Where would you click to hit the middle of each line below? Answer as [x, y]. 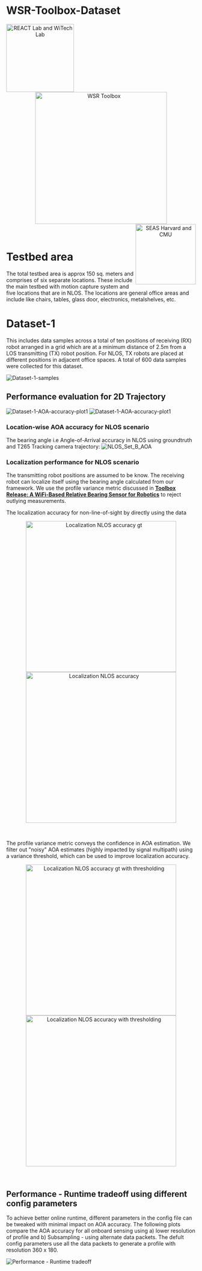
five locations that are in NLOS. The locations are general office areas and [98, 293]
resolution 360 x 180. [32, 1250]
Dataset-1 [31, 324]
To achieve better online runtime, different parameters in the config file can [99, 1218]
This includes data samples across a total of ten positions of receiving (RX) [99, 340]
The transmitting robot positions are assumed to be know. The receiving [95, 475]
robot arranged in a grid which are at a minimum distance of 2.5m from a [96, 347]
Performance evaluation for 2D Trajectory [86, 397]
